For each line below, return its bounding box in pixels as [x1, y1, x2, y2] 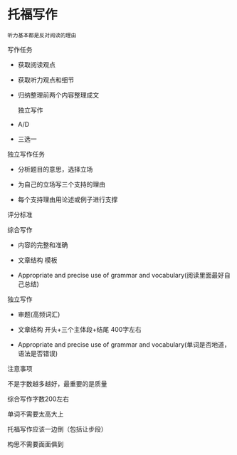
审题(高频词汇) [17, 310, 60, 318]
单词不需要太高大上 [7, 409, 64, 418]
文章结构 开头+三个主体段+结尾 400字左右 [17, 325, 142, 333]
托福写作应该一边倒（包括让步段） [7, 424, 107, 433]
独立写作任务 [7, 150, 45, 158]
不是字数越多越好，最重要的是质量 [7, 379, 107, 388]
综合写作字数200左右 [7, 394, 70, 403]
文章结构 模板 [17, 256, 58, 264]
